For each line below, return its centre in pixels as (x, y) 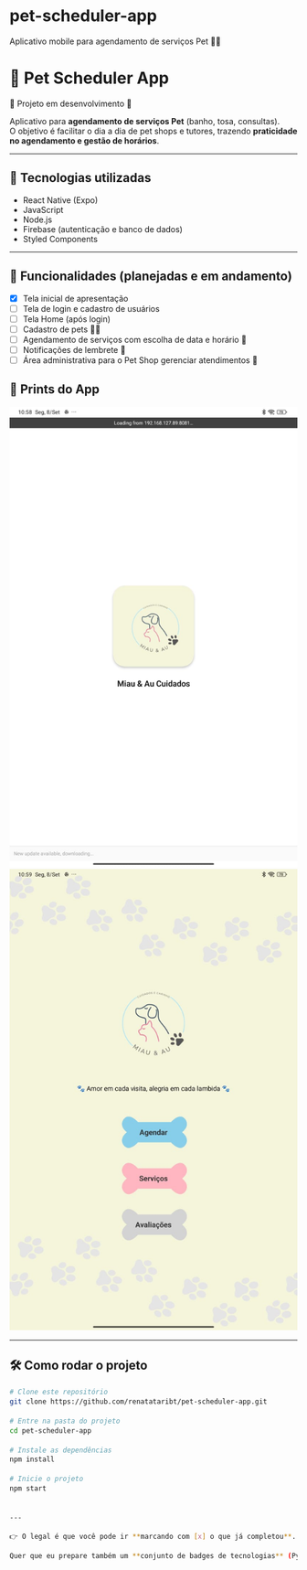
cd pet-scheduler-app (51, 1431)
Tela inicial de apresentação (75, 298)
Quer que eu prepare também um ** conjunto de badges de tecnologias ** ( (151, 1556)
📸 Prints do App (55, 390)
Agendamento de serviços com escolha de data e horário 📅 (134, 339)
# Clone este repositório (58, 1392)
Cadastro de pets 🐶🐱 (62, 329)
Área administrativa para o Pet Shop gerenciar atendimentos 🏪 (140, 360)
